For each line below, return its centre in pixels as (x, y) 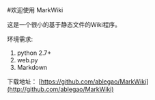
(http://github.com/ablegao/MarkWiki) (60, 89)
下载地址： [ (24, 82)
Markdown (32, 67)
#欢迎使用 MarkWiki (35, 10)
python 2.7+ (34, 53)
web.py (27, 60)
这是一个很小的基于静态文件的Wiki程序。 (64, 25)
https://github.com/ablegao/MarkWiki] (95, 82)
